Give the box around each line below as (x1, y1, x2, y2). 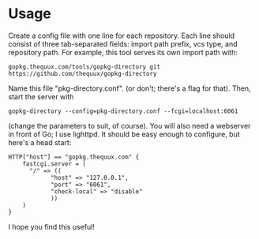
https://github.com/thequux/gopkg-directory (8, 69, 157, 77)
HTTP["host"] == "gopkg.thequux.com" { (8, 153, 140, 161)
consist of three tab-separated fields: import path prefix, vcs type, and (8, 39, 238, 48)
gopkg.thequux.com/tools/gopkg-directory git (8, 62, 160, 71)
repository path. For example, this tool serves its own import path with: (8, 47, 238, 57)
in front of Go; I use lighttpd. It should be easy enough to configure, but (8, 129, 241, 139)
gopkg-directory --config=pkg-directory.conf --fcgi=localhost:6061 (8, 107, 238, 115)
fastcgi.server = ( (22, 159, 87, 168)
